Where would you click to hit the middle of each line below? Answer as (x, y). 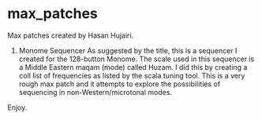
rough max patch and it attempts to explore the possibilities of (120, 84)
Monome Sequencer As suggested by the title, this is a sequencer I (128, 50)
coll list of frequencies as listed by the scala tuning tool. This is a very (132, 75)
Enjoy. (17, 107)
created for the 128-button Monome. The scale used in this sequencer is (137, 59)
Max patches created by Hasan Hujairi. (71, 35)
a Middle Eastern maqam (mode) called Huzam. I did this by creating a (133, 67)
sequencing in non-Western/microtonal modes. (95, 92)
